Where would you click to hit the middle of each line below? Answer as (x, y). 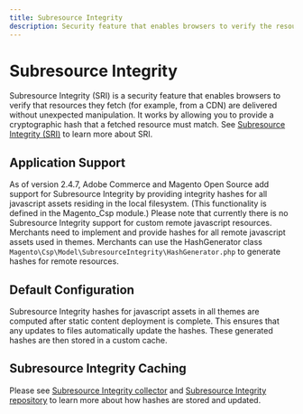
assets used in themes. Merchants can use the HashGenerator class (136, 242)
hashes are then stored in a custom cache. (89, 341)
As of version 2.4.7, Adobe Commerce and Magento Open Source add (139, 184)
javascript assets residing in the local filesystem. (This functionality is (138, 203)
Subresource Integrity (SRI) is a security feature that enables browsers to (145, 96)
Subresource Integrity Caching (98, 368)
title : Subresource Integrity (66, 18)
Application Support (68, 162)
